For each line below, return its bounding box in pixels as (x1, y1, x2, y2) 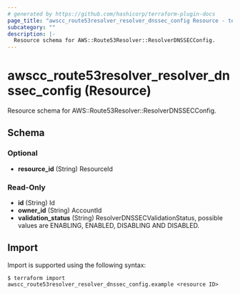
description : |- (7, 30, 56, 38)
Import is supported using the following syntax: (7, 261, 146, 269)
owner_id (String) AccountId (17, 206, 102, 214)
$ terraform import (7, 274, 66, 281)
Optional (7, 148, 38, 158)
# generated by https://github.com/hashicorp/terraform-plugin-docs (7, 10, 216, 18)
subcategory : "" (7, 24, 56, 31)
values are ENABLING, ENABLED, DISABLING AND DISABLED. (17, 222, 200, 230)
